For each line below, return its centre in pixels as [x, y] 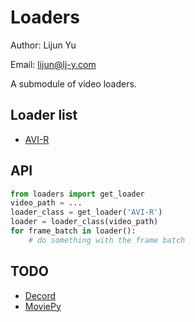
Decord [40, 295]
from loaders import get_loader [77, 194]
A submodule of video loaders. [73, 83]
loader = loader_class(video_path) [84, 222]
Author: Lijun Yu [43, 45]
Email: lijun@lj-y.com [53, 64]
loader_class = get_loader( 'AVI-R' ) [86, 212]
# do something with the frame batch [107, 240]
